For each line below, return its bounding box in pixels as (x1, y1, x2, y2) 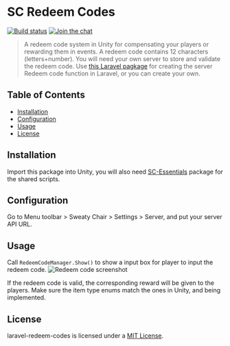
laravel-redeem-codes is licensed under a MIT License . (7, 332, 164, 340)
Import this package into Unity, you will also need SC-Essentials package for (7, 168, 223, 176)
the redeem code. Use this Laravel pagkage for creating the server (23, 62, 213, 70)
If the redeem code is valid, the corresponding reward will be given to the (7, 279, 215, 287)
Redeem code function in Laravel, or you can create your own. (23, 69, 200, 78)
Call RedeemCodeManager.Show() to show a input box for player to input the (7, 258, 214, 266)
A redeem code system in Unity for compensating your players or (23, 40, 209, 48)
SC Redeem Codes (7, 4, 115, 20)
